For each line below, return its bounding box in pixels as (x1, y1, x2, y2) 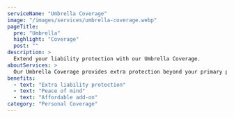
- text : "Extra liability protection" (13, 81, 127, 88)
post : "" (13, 42, 39, 49)
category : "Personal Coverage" (7, 101, 98, 108)
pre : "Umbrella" (13, 29, 61, 37)
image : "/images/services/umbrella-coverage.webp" (7, 17, 157, 24)
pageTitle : (7, 23, 39, 30)
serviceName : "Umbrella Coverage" (7, 10, 108, 17)
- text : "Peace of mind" (13, 87, 86, 94)
